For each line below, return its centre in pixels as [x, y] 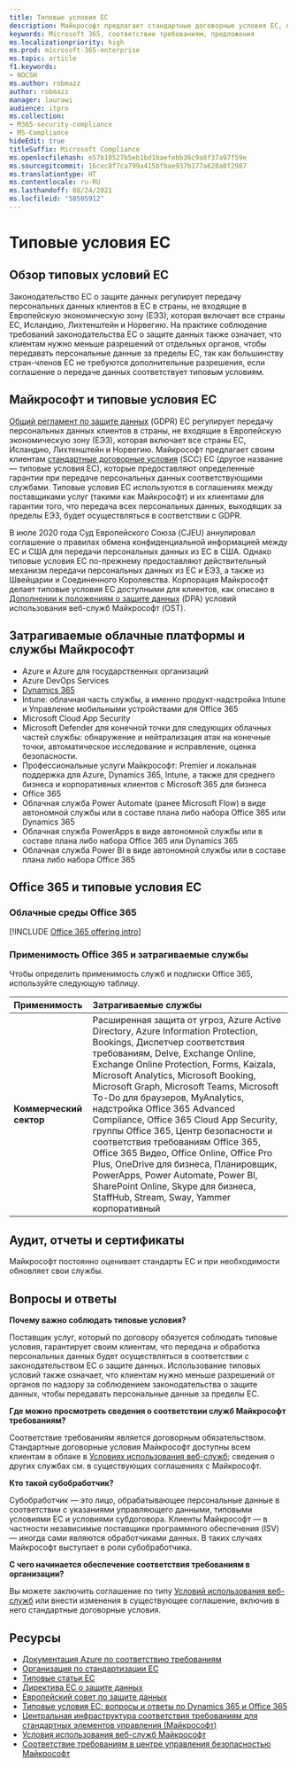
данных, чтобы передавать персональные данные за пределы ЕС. [134, 1394]
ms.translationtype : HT [53, 174]
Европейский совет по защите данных [95, 1697]
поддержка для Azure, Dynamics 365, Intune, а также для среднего [148, 774]
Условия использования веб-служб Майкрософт [114, 1734]
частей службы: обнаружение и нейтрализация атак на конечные [146, 737]
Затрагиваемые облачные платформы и [127, 636]
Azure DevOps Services [65, 680]
